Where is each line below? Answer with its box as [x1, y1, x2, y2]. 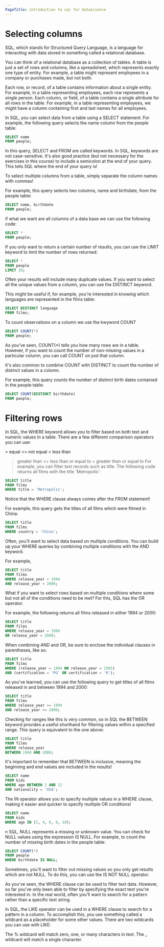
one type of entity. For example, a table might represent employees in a [5, 70, 149, 75]
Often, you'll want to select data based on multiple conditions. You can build [5, 538, 159, 544]
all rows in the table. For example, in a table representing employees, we [5, 100, 151, 106]
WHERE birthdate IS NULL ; [5, 858, 58, 863]
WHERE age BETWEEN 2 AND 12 [5, 782, 63, 788]
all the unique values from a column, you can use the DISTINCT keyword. [5, 282, 153, 288]
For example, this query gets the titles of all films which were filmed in [5, 506, 146, 511]
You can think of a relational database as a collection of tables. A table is [5, 59, 152, 65]
